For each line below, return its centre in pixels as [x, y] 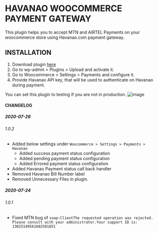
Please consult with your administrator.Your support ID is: [75, 222]
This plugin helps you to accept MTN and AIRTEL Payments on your [72, 32]
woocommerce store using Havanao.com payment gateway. [65, 37]
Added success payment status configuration [65, 153]
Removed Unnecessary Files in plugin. [50, 179]
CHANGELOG [19, 105]
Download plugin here [34, 64]
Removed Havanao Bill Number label [48, 174]
